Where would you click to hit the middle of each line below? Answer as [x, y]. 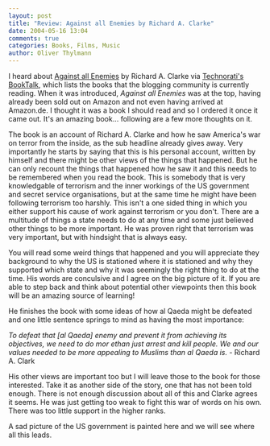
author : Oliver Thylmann [50, 53]
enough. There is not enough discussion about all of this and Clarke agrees [133, 394]
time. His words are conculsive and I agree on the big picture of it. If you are [134, 278]
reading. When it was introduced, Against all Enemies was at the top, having [135, 93]
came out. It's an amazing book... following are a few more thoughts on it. [130, 119]
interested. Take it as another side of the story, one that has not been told [130, 385]
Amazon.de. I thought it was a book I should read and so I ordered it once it [133, 110]
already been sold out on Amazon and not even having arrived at [116, 102]
